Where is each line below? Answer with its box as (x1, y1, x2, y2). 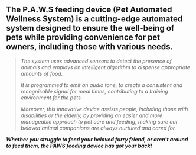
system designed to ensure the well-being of (6, 23, 175, 33)
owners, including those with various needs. (6, 41, 173, 52)
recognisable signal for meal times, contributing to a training (20, 88, 168, 95)
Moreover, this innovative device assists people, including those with (20, 105, 188, 112)
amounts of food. (20, 70, 63, 77)
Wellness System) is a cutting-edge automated (6, 14, 183, 24)
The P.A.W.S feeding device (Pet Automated (6, 5, 172, 15)
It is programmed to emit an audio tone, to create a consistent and (20, 81, 183, 88)
